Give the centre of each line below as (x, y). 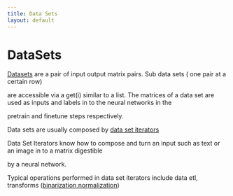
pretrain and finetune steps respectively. (65, 116)
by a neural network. (37, 164)
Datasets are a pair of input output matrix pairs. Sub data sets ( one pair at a (116, 74)
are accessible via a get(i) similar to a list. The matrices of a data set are (111, 95)
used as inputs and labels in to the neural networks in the (90, 103)
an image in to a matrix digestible (55, 150)
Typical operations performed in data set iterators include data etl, (103, 178)
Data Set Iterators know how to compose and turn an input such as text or (114, 143)
